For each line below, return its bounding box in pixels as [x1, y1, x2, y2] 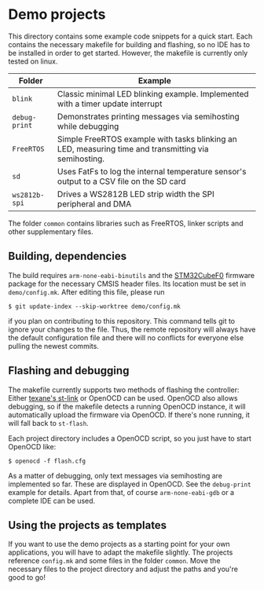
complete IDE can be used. [8, 496, 96, 505]
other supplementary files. [8, 226, 94, 236]
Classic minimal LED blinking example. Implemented [57, 88, 249, 99]
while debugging [57, 120, 119, 131]
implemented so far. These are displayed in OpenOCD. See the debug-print [8, 479, 251, 489]
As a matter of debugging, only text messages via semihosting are [8, 471, 222, 480]
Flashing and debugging [8, 364, 130, 378]
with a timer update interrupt [57, 98, 163, 109]
